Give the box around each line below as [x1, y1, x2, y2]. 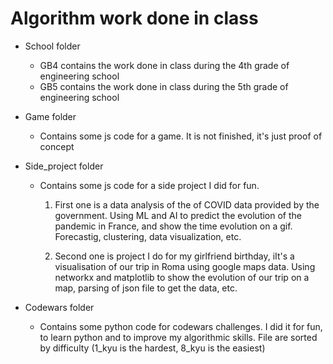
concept [39, 140, 75, 152]
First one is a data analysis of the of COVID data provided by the [54, 198, 320, 211]
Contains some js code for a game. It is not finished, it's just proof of [39, 130, 323, 142]
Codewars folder [24, 301, 95, 313]
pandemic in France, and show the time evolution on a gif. [54, 220, 293, 232]
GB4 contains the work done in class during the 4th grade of [39, 59, 290, 71]
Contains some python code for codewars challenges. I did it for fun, [39, 320, 323, 332]
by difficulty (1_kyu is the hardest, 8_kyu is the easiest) [39, 342, 266, 354]
